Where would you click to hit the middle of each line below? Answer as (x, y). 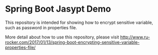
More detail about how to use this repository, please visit (62, 37)
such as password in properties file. (41, 27)
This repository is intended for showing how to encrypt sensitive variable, (79, 22)
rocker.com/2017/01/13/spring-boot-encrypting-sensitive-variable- (72, 42)
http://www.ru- (135, 37)
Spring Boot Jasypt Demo (58, 9)
